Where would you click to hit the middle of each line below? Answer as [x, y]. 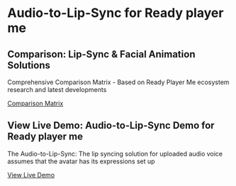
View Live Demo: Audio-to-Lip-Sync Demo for [111, 126]
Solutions [29, 65]
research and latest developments [57, 89]
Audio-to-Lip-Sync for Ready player [116, 13]
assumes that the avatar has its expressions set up [81, 161]
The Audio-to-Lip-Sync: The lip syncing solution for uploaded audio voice [115, 153]
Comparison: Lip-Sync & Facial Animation [101, 54]
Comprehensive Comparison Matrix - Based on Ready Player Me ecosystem [118, 82]
